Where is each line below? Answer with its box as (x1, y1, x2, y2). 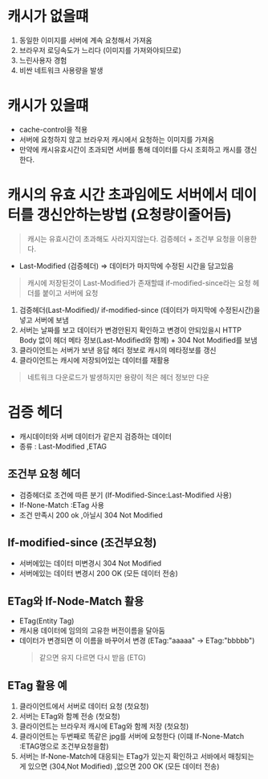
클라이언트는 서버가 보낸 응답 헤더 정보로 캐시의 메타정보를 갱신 (18, 345, 217, 355)
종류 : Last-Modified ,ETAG (18, 441, 108, 451)
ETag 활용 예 (7, 679, 67, 692)
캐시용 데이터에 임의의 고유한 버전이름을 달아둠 (18, 626, 165, 635)
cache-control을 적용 (18, 124, 88, 134)
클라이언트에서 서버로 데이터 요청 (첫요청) (18, 701, 149, 711)
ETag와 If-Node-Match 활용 (7, 594, 144, 608)
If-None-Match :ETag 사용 (18, 500, 105, 509)
